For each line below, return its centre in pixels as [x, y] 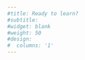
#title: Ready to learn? [43, 13]
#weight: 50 [24, 33]
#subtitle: [23, 20]
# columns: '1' [30, 46]
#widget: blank [29, 26]
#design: [20, 39]
